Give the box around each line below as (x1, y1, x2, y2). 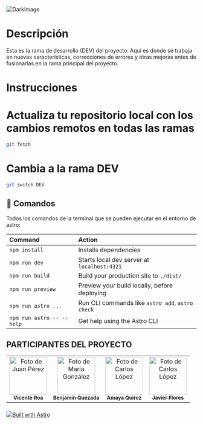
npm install (9, 246, 44, 253)
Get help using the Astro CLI (78, 316, 158, 325)
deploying (78, 289, 107, 297)
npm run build (9, 272, 50, 279)
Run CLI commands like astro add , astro (78, 298, 193, 307)
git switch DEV (6, 181, 45, 188)
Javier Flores (152, 394, 184, 402)
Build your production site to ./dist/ (78, 271, 182, 279)
